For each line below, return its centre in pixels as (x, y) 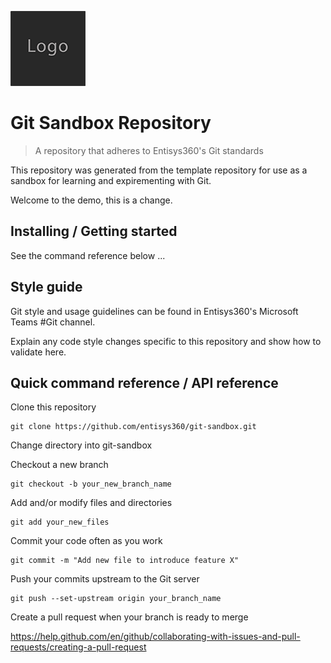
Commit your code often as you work (86, 541)
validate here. (38, 352)
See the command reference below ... (88, 255)
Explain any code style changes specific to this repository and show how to (166, 341)
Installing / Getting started (94, 231)
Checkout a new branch (59, 465)
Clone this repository (53, 407)
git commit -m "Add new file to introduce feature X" (125, 561)
